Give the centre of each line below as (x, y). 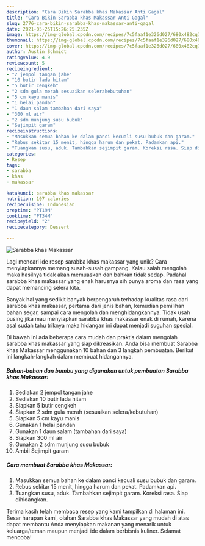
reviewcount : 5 (26, 63)
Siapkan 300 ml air (39, 437)
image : (15, 35)
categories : (21, 154)
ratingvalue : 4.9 (28, 57)
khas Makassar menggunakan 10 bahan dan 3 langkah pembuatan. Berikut (100, 350)
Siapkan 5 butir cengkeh (46, 405)
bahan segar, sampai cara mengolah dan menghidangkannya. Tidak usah (98, 312)
